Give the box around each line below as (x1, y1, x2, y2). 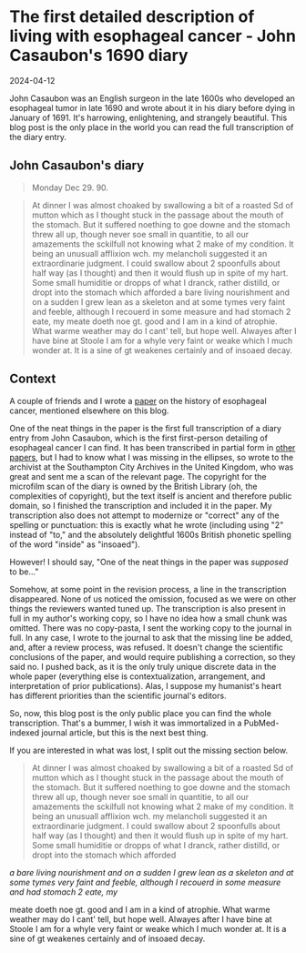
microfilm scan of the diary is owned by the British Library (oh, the (9, 481, 258, 492)
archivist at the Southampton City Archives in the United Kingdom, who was (9, 461, 294, 472)
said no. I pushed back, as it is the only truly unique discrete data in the (9, 661, 277, 672)
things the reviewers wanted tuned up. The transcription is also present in (9, 603, 286, 613)
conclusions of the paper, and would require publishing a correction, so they (9, 651, 296, 662)
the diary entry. (9, 131, 66, 142)
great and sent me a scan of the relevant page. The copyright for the (9, 471, 267, 482)
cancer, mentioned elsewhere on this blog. (9, 405, 169, 416)
